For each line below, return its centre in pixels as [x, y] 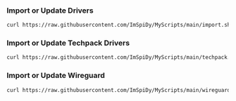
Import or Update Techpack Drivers [68, 43]
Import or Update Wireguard [56, 76]
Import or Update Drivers [50, 11]
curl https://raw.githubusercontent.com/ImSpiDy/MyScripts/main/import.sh [119, 25]
